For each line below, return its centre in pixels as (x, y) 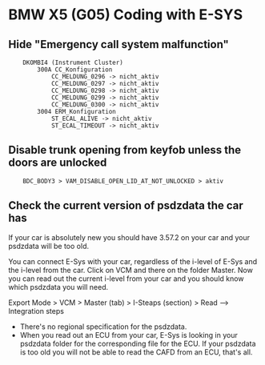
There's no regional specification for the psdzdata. (103, 327)
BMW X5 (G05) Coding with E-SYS (125, 15)
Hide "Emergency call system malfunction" (119, 44)
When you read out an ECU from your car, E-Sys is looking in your (129, 335)
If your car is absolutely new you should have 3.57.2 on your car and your (129, 237)
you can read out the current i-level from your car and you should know (126, 279)
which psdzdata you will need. (58, 287)
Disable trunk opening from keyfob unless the (125, 150)
